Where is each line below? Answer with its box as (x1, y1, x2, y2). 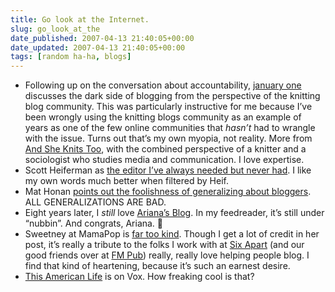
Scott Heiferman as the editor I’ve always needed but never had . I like (24, 164, 312, 176)
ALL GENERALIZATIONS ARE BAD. (24, 196, 167, 208)
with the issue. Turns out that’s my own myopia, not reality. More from (24, 132, 313, 145)
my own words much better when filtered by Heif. (24, 175, 229, 187)
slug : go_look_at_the (10, 24, 101, 34)
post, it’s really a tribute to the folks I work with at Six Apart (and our (24, 239, 305, 251)
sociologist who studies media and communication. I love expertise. (24, 154, 305, 166)
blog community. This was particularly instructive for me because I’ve (24, 101, 313, 113)
